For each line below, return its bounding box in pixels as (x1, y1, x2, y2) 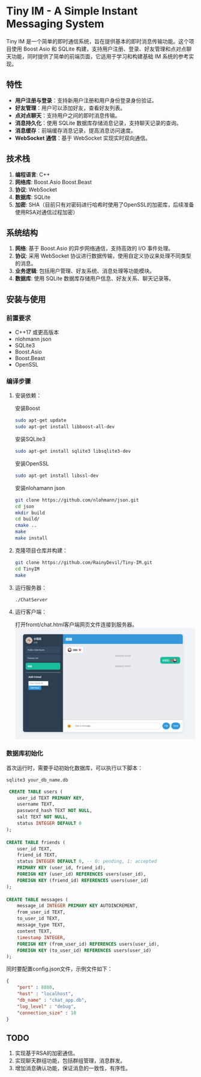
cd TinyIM (14, 566, 40, 572)
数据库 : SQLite (14, 193, 51, 200)
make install (14, 535, 48, 541)
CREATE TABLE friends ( (6, 839, 66, 845)
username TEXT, (17, 801, 55, 807)
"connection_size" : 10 (17, 1010, 77, 1016)
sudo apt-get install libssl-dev (14, 473, 99, 479)
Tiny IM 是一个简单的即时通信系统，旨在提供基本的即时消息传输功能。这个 (6, 37, 189, 45)
